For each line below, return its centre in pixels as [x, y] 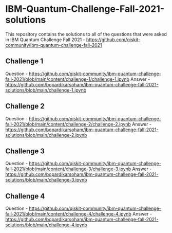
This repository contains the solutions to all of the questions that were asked [86, 34]
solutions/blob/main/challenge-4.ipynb [46, 225]
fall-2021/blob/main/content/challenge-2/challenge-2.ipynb [68, 124]
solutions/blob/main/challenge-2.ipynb [46, 135]
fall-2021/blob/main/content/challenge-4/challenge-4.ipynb [69, 214]
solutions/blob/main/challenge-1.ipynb [46, 90]
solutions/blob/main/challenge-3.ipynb [46, 180]
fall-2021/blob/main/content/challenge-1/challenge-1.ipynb [68, 79]
